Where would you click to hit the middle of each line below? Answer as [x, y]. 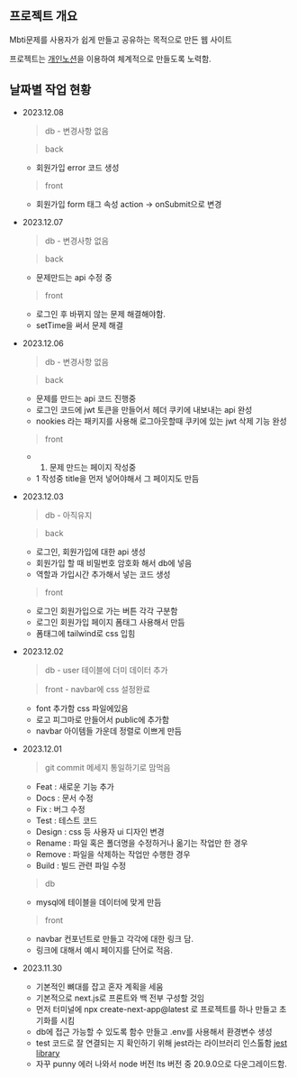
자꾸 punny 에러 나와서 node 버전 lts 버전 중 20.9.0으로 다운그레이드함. [162, 1064]
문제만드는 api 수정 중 [74, 277]
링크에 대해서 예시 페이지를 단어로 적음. [104, 950]
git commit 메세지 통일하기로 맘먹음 [108, 767]
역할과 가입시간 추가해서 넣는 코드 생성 [103, 574]
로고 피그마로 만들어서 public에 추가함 [102, 719]
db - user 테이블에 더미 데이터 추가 [106, 670]
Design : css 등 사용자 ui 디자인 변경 [100, 831]
